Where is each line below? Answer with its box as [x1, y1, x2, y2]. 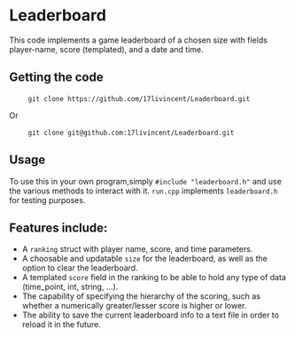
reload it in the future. [21, 319, 102, 330]
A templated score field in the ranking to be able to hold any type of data [21, 272, 286, 283]
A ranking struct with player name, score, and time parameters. [21, 244, 253, 255]
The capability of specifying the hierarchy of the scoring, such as [21, 291, 261, 302]
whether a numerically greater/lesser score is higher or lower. [21, 301, 247, 311]
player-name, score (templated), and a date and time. [9, 43, 204, 54]
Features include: [9, 220, 108, 235]
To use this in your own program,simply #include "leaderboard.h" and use [9, 176, 282, 186]
